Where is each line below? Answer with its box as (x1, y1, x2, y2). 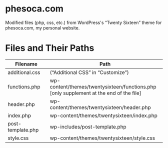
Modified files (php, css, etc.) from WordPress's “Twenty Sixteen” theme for (5, 19, 162, 25)
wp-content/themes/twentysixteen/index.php (49, 112, 157, 119)
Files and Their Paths (5, 42, 94, 54)
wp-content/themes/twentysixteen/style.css (49, 134, 155, 141)
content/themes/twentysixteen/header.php (49, 103, 151, 110)
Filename (14, 60, 37, 67)
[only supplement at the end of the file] (49, 89, 141, 96)
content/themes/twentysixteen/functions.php (49, 83, 156, 90)
